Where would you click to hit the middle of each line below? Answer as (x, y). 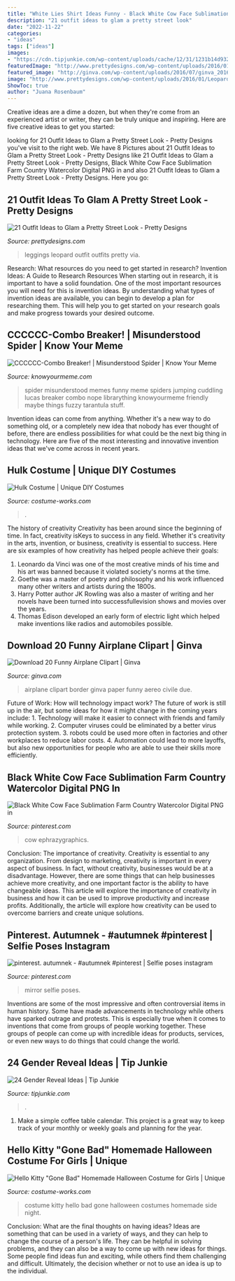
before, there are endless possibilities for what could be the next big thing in (117, 433)
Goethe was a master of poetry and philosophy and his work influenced (120, 578)
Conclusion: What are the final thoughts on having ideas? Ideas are (104, 1226)
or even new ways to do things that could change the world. (94, 1041)
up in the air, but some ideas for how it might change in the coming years (112, 711)
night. (33, 1212)
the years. (32, 609)
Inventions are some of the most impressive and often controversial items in (116, 1004)
